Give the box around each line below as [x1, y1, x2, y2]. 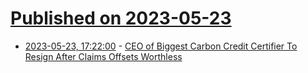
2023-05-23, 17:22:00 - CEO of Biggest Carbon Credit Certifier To [24, 40, 298, 52]
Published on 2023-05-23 [10, 7, 232, 30]
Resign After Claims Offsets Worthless [24, 50, 183, 62]
